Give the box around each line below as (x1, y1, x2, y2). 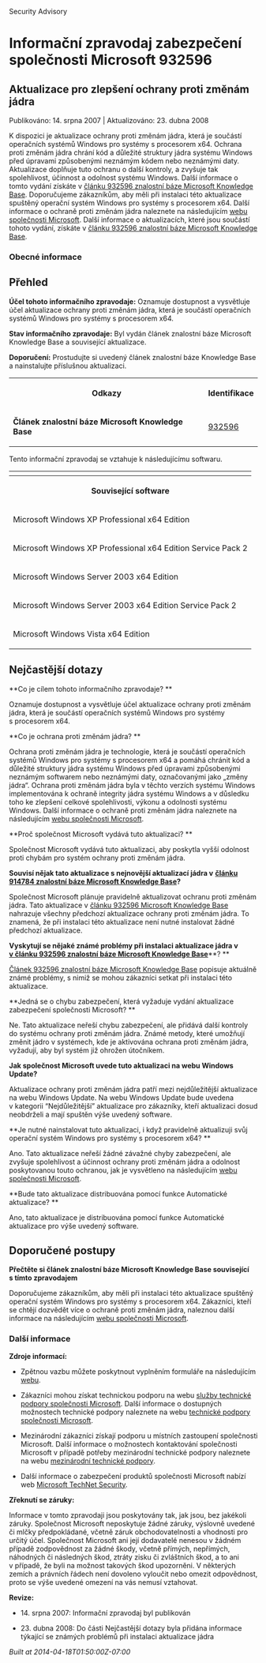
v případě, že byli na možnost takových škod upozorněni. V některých (9, 1560, 236, 1570)
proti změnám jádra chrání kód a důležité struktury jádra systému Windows (9, 148, 253, 157)
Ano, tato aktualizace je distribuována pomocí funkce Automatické (9, 1212, 224, 1222)
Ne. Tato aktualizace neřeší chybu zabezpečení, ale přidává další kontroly (9, 1020, 249, 1030)
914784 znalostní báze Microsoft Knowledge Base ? (9, 877, 181, 886)
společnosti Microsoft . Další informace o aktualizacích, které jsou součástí (9, 215, 250, 224)
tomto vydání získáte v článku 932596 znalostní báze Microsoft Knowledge (9, 182, 253, 190)
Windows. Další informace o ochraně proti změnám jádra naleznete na (9, 805, 238, 815)
